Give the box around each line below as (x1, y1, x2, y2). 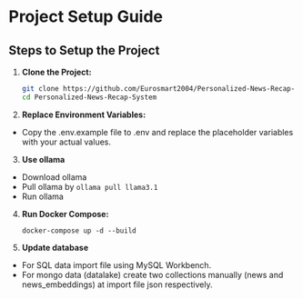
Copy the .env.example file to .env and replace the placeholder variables (21, 126, 294, 137)
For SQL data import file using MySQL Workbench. (21, 259, 212, 270)
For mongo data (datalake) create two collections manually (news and (21, 269, 284, 280)
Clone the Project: (21, 66, 92, 77)
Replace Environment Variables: (21, 109, 146, 120)
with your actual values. (21, 136, 111, 147)
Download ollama (21, 171, 87, 183)
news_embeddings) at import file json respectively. (21, 279, 213, 290)
